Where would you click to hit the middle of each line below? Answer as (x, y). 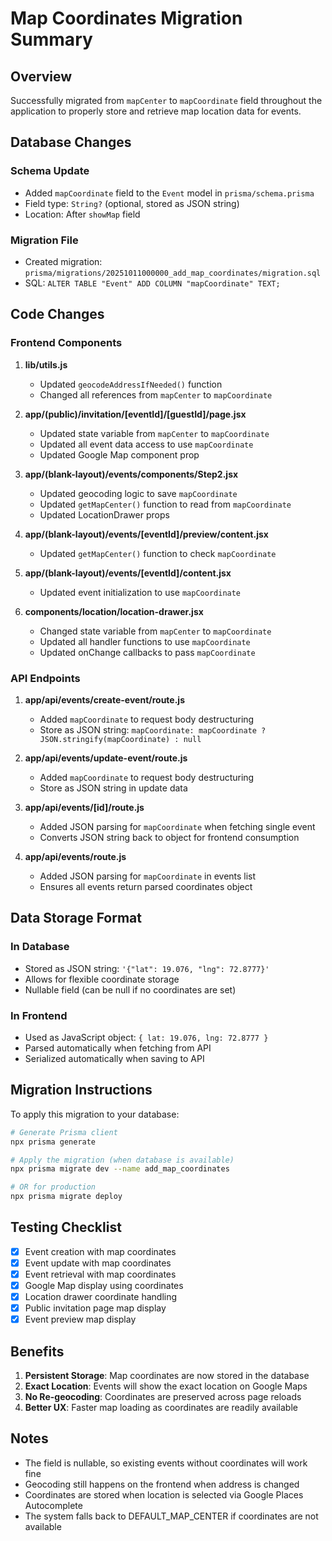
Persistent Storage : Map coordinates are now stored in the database (167, 1376)
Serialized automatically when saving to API (114, 1058)
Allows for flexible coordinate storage (102, 979)
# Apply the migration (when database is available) (122, 1160)
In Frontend (39, 1015)
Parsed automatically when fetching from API (118, 1048)
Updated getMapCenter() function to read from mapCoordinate (165, 504)
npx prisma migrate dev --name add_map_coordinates (120, 1169)
